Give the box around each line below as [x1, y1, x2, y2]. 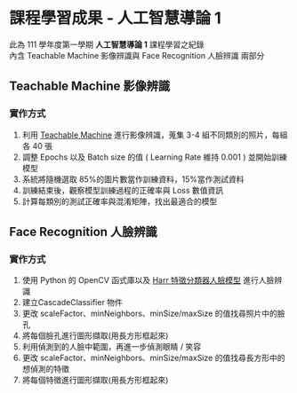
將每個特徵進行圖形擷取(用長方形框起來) [21, 374, 169, 386]
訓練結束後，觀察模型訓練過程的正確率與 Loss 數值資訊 [21, 185, 224, 195]
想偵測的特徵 [21, 364, 69, 374]
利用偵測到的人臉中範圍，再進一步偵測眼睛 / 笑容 [21, 342, 202, 352]
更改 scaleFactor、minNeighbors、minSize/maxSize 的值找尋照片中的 [21, 308, 277, 319]
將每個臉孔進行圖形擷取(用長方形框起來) [21, 330, 169, 342]
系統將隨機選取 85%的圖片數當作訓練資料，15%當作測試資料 [21, 174, 245, 185]
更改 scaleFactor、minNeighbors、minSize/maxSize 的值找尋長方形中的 [21, 352, 285, 364]
